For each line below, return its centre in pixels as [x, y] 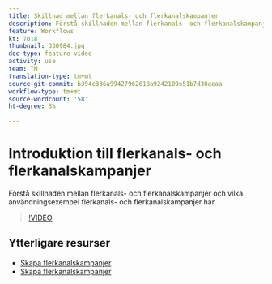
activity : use [32, 62]
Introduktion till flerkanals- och [115, 154]
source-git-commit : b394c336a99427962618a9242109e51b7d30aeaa [115, 84]
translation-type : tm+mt [50, 76]
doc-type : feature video [50, 54]
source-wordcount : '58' [49, 99]
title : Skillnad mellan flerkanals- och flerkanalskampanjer [114, 16]
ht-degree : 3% [32, 106]
